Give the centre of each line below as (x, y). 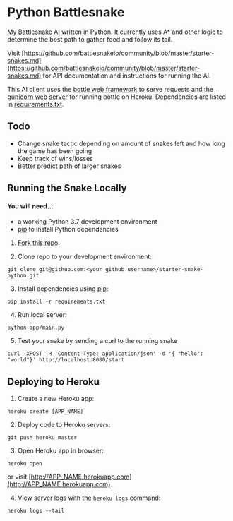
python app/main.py (36, 328)
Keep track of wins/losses (55, 158)
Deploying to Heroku (54, 382)
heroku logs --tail (36, 511)
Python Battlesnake (66, 12)
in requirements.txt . (36, 104)
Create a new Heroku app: (56, 399)
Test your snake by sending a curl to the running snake (97, 341)
